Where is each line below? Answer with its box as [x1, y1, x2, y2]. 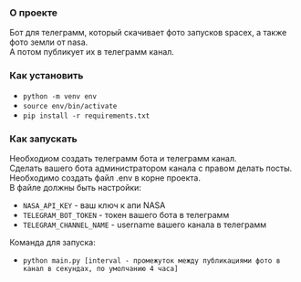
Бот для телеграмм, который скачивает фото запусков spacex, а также [9, 27, 287, 38]
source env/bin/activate [22, 101, 118, 110]
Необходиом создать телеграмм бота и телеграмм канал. [9, 152, 237, 163]
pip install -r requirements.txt [22, 111, 150, 120]
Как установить [9, 69, 84, 82]
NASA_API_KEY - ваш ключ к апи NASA [22, 199, 166, 211]
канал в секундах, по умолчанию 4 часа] [22, 264, 179, 273]
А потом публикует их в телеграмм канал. [9, 47, 175, 57]
